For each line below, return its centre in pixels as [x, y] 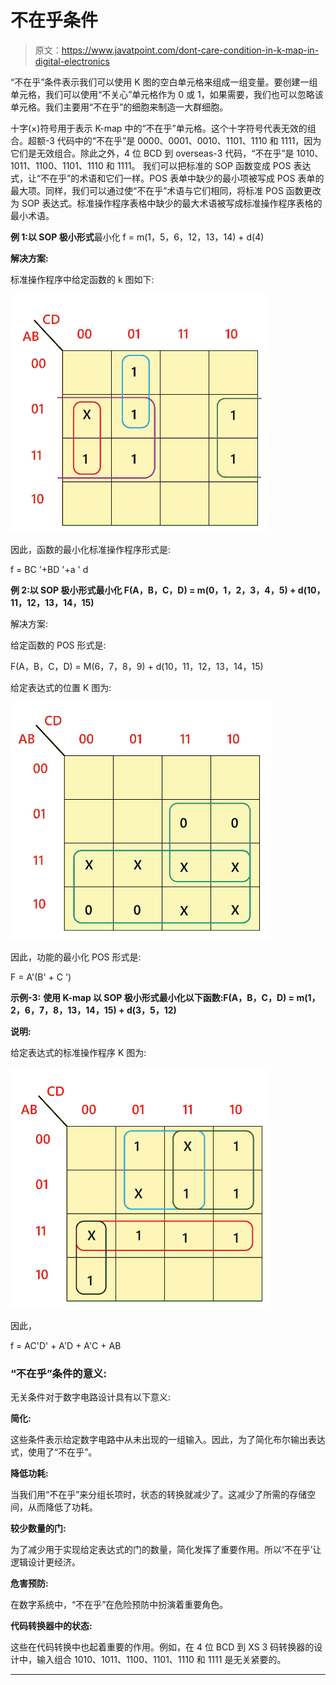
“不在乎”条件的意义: [58, 1373]
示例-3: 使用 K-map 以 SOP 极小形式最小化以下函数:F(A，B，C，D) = [152, 997]
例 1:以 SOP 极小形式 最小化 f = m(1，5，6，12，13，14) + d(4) [137, 237]
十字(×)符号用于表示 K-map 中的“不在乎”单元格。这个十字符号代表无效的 [159, 128]
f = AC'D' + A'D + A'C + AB [66, 1345]
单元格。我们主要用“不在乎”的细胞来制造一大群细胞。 [119, 107]
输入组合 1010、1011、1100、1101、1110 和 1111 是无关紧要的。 [161, 1660]
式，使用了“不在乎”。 [54, 1452]
